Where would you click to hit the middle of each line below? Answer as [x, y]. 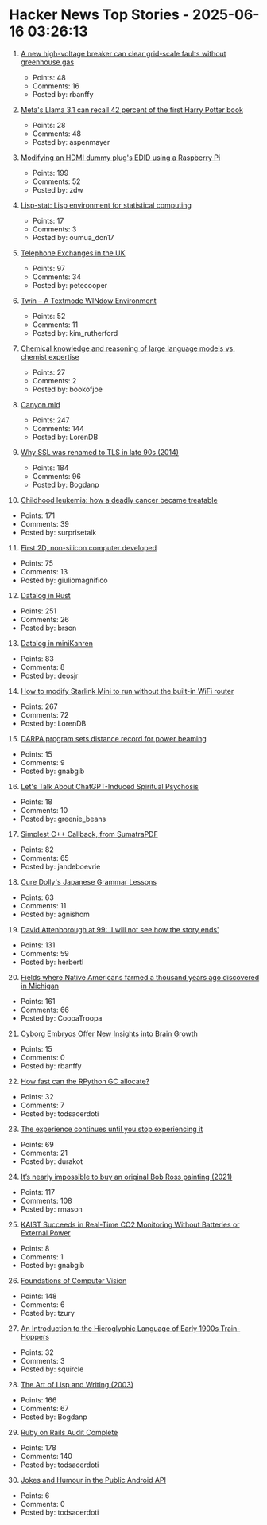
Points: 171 [37, 515]
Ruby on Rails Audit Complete [69, 1432]
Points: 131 [38, 945]
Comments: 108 [46, 1200]
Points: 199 [50, 173]
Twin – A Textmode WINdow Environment [89, 301]
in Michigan [39, 986]
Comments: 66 [45, 1010]
